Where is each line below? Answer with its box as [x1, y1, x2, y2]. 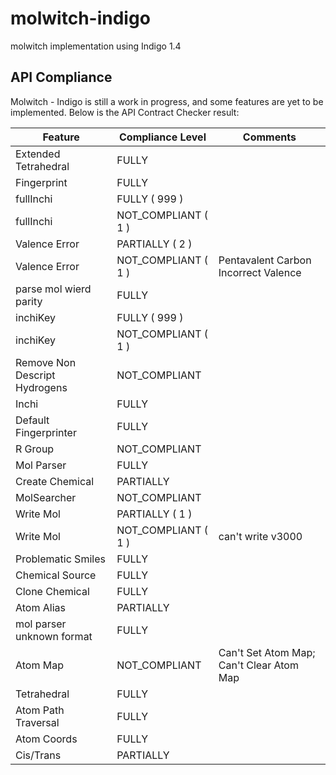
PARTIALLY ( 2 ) [116, 237, 193, 251]
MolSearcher [15, 490, 77, 504]
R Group [15, 442, 55, 456]
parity [15, 294, 43, 308]
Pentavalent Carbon [218, 253, 312, 267]
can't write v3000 [218, 529, 303, 543]
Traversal [15, 715, 60, 729]
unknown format [15, 629, 93, 643]
